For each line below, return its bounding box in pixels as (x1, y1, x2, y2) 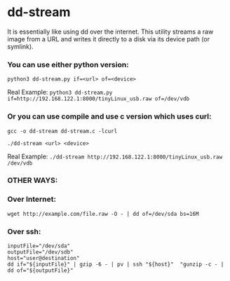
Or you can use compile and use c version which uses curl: (7, 111, 212, 121)
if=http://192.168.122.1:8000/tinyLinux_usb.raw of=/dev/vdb (7, 95, 190, 102)
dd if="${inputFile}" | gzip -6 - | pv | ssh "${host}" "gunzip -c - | (7, 261, 224, 268)
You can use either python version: (7, 60, 129, 69)
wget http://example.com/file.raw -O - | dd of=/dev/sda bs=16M (7, 210, 199, 217)
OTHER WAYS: (7, 176, 58, 186)
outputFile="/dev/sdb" (7, 249, 74, 256)
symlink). (7, 42, 34, 50)
